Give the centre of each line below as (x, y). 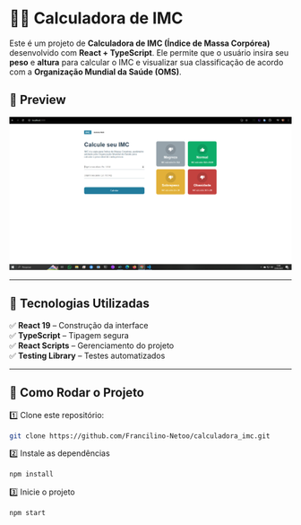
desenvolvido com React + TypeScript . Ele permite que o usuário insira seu (149, 52)
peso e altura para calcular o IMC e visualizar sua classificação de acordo (146, 62)
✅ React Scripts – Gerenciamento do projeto (92, 346)
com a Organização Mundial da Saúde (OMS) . (95, 72)
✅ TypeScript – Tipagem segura (69, 335)
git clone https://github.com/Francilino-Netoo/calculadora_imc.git (140, 436)
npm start (28, 513)
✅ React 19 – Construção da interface (79, 325)
